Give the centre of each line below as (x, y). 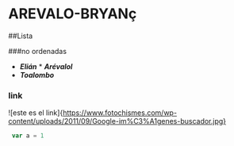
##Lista (21, 36)
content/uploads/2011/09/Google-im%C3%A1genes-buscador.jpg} (117, 121)
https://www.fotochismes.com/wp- (119, 113)
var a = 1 (28, 136)
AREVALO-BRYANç (73, 14)
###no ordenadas (38, 51)
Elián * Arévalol (46, 66)
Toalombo (37, 75)
